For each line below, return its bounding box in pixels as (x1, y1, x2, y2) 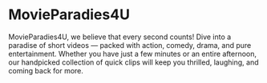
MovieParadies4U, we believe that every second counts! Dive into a (8, 32, 232, 41)
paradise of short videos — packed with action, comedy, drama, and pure (8, 40, 252, 49)
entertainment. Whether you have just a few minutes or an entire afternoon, (8, 49, 257, 58)
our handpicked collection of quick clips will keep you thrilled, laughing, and (8, 57, 259, 67)
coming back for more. (8, 65, 84, 75)
